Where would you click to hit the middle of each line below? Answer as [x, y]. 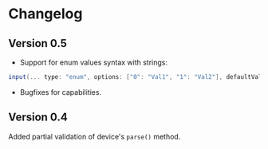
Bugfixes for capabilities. [61, 92]
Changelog [45, 14]
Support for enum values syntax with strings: [94, 62]
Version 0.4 [38, 118]
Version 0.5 [38, 43]
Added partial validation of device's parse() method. [95, 136]
